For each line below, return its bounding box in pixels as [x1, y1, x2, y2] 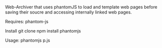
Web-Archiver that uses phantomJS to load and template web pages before [5, 4, 158, 10]
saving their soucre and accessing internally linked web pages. [5, 9, 132, 15]
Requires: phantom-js [5, 19, 49, 24]
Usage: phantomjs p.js [5, 37, 50, 43]
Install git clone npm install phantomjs [5, 28, 81, 33]
